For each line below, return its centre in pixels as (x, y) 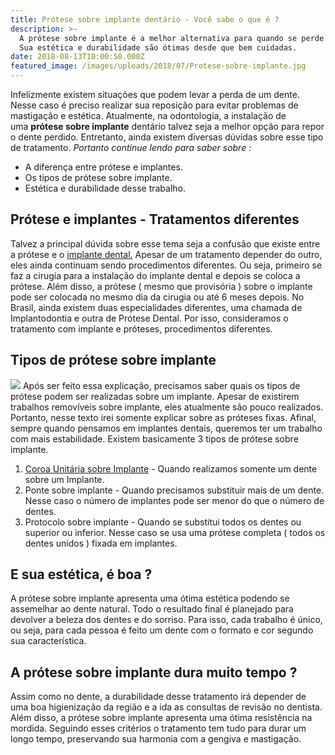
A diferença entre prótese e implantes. (103, 167)
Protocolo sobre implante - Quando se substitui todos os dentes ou (163, 522)
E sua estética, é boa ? (81, 574)
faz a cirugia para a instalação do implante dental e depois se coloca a (155, 275)
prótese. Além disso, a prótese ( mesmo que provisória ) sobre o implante (161, 286)
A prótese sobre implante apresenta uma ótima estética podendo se (150, 598)
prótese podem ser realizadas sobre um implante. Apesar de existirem (155, 396)
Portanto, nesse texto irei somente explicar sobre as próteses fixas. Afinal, (163, 417)
